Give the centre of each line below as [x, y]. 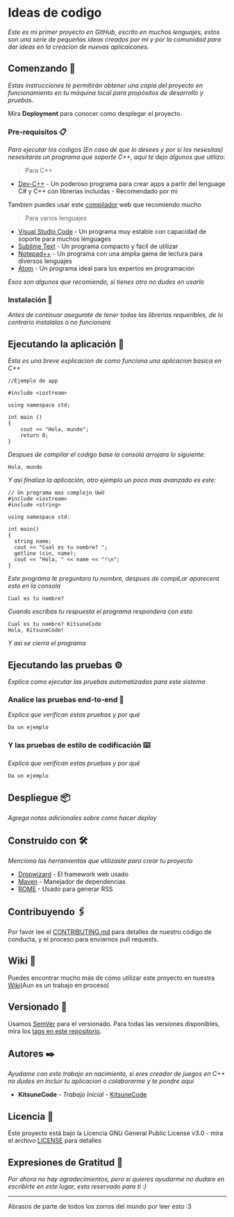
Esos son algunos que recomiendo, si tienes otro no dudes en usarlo [106, 282]
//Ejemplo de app [33, 381]
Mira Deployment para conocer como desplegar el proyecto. [95, 113]
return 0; [35, 436]
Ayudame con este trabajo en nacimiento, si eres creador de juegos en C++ [117, 1074]
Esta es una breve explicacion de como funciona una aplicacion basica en [115, 361]
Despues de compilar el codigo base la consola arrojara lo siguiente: [107, 454]
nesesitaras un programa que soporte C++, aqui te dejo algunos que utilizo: [117, 157]
